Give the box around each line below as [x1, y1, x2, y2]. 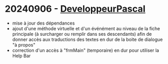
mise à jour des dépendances [12, 20, 75, 26]
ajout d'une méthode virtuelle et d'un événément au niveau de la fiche [12, 25, 160, 31]
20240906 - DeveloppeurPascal [5, 3, 145, 15]
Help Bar [12, 52, 31, 59]
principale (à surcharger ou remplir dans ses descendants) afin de [12, 31, 152, 37]
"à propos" [12, 41, 35, 48]
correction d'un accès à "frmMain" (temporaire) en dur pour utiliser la [12, 47, 159, 53]
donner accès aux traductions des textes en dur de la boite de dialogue [12, 36, 163, 42]
